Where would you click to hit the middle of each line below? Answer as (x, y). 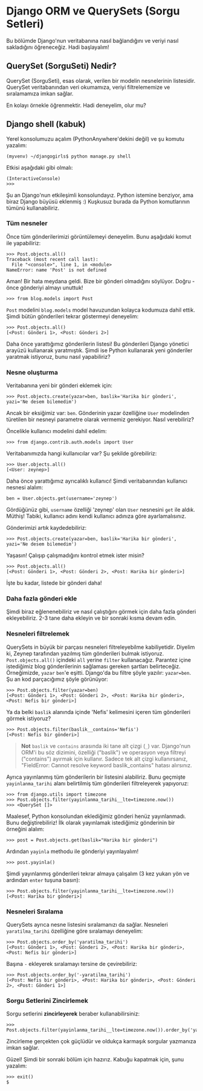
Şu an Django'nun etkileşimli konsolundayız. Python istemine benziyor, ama (100, 195)
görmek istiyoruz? (29, 718)
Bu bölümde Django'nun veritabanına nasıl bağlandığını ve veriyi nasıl (92, 40)
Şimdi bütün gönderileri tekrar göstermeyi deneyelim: (72, 316)
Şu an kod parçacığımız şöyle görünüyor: (57, 679)
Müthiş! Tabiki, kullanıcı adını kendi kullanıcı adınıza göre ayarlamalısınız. (96, 516)
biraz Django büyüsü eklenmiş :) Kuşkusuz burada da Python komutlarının (98, 201)
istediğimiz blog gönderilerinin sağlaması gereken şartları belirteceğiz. (93, 666)
